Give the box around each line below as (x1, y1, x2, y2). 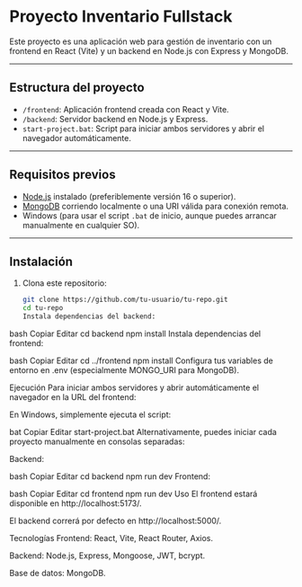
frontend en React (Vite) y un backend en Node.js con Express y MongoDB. (9, 45, 289, 56)
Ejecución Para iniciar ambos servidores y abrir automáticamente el (9, 382, 259, 393)
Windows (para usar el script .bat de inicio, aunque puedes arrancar (22, 209, 277, 221)
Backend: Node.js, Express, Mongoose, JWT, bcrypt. (9, 550, 206, 561)
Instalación (9, 253, 74, 269)
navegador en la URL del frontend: (9, 392, 137, 402)
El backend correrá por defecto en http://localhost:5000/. (9, 515, 222, 526)
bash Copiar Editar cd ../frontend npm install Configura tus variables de (9, 355, 274, 366)
